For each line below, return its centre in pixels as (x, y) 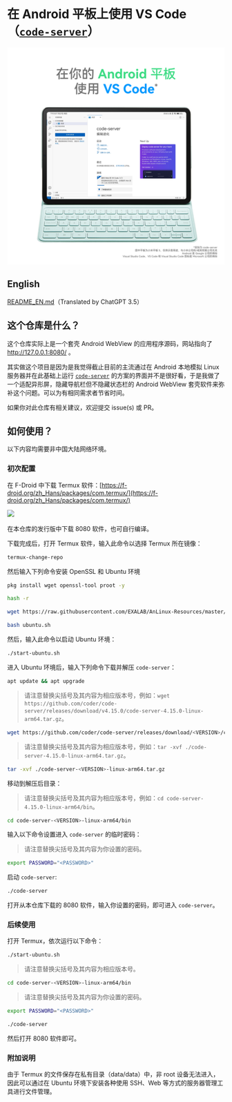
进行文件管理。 (34, 1092)
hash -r (18, 599)
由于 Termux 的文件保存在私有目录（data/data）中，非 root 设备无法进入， (113, 1074)
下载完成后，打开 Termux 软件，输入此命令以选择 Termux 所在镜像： (105, 543)
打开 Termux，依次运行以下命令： (55, 941)
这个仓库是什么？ (43, 326)
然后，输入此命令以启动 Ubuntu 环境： (62, 639)
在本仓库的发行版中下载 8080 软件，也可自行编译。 (80, 528)
